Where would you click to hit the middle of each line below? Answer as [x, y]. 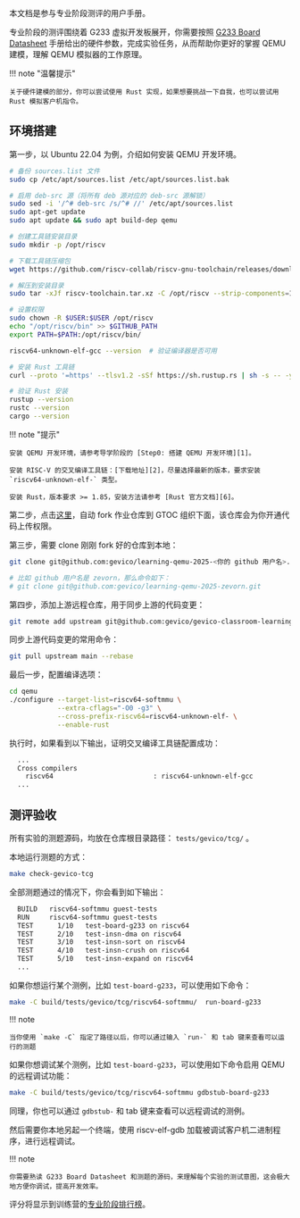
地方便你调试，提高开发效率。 [56, 1186]
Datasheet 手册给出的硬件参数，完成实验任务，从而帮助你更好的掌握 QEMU [148, 43]
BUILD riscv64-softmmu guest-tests [87, 909]
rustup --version [42, 400]
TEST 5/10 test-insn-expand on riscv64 [105, 959]
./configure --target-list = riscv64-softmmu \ [95, 700]
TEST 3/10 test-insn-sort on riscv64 [101, 942]
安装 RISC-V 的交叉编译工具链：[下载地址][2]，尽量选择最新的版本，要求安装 [135, 470]
